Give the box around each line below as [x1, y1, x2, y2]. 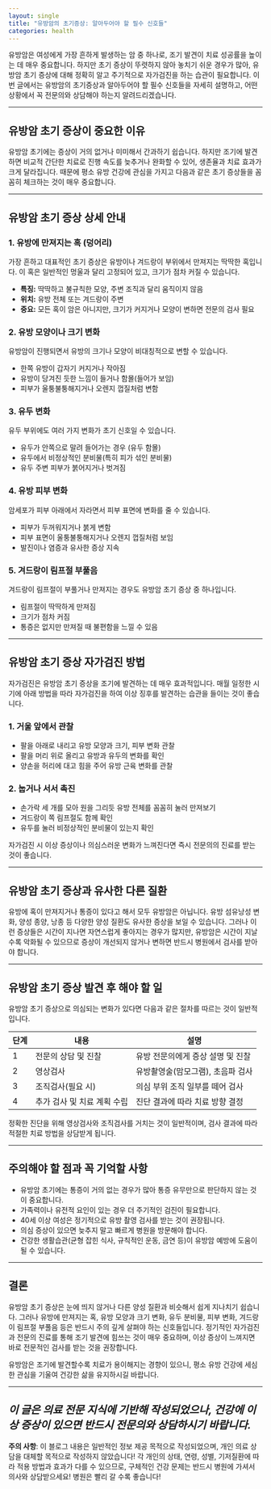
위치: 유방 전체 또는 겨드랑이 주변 [19, 294, 124, 304]
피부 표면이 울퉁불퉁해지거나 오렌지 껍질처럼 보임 [19, 532, 173, 542]
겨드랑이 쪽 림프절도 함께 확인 [19, 813, 113, 822]
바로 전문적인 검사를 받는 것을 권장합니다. [8, 1342, 138, 1352]
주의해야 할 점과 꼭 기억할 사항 [8, 1162, 148, 1176]
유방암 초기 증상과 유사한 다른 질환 [8, 884, 168, 898]
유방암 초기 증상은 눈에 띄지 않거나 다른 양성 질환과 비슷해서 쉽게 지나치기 [8, 1302, 239, 1311]
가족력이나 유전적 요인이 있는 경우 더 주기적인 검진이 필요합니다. [19, 1205, 220, 1214]
